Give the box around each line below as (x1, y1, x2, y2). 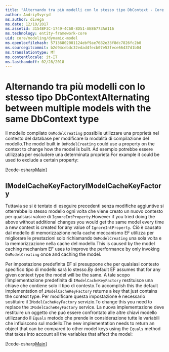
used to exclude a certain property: (5, 157, 79, 163)
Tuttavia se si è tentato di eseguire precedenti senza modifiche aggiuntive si (5, 203, 164, 209)
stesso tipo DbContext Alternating (5, 92, 150, 103)
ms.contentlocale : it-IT (5, 54, 58, 60)
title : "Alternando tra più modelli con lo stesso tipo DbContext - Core (5, 7, 164, 13)
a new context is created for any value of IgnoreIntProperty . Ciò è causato (5, 224, 161, 230)
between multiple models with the (5, 102, 151, 114)
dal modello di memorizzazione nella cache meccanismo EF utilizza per (5, 230, 154, 236)
